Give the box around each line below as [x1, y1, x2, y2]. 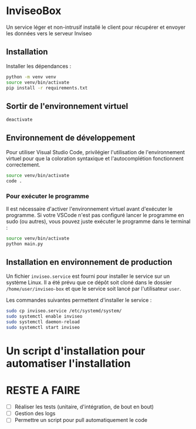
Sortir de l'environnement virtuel [6, 101, 129, 111]
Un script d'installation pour [6, 344, 146, 358]
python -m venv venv [6, 74, 57, 80]
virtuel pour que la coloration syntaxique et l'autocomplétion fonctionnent [6, 155, 184, 162]
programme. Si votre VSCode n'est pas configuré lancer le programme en [6, 211, 184, 218]
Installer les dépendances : [6, 62, 72, 69]
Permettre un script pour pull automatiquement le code [14, 417, 148, 424]
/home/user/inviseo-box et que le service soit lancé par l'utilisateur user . [6, 285, 181, 292]
